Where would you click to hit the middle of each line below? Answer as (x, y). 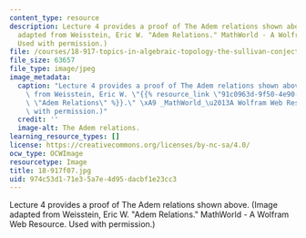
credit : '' (38, 119)
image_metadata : (40, 78)
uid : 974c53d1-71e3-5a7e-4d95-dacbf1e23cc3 (93, 179)
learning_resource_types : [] (65, 137)
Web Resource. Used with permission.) (82, 224)
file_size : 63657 (42, 60)
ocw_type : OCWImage (46, 153)
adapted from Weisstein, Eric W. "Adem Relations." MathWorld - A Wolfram (149, 214)
